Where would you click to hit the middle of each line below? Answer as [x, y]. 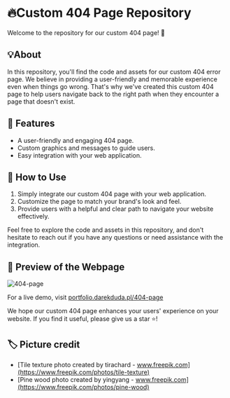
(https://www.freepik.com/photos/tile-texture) [84, 372]
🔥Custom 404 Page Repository [99, 13]
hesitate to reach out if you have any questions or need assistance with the [115, 238]
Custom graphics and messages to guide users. [86, 148]
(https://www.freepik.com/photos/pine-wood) [83, 387]
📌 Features [31, 124]
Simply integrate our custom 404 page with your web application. [112, 194]
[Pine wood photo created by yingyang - [76, 379]
